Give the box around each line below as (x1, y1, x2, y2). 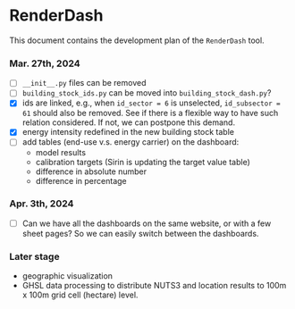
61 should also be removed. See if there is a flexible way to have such (21, 108, 279, 119)
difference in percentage (35, 175, 127, 186)
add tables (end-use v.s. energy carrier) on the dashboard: (21, 137, 240, 147)
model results (35, 146, 87, 157)
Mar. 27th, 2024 (9, 57, 80, 70)
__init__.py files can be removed (21, 78, 147, 88)
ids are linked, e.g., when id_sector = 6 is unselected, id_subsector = (21, 97, 281, 108)
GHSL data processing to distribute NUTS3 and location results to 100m (21, 280, 287, 291)
